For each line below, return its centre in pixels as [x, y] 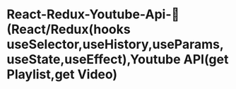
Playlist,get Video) [62, 75]
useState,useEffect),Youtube [94, 60]
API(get [206, 60]
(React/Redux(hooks [69, 29]
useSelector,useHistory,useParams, [115, 44]
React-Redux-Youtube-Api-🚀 [93, 14]
